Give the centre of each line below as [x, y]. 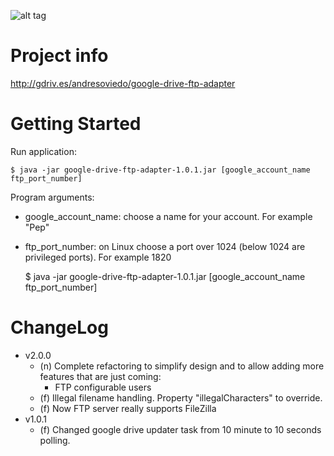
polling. [55, 440]
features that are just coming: [100, 376]
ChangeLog [59, 327]
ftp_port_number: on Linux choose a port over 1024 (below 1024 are [165, 246]
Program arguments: [52, 197]
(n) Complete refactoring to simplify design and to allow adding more [182, 366]
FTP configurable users [103, 387]
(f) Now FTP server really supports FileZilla [128, 408]
